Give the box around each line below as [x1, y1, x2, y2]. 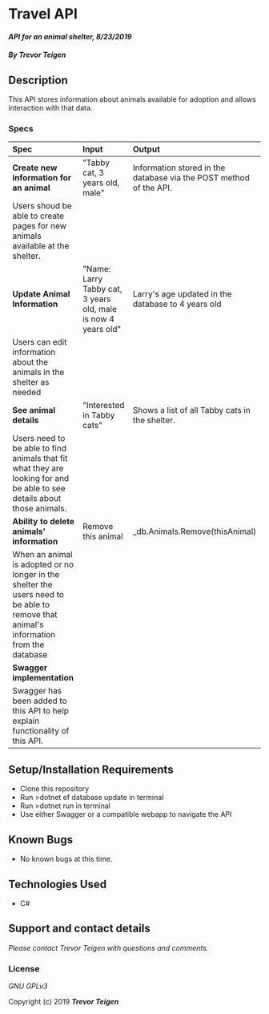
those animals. [12, 503, 67, 514]
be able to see [12, 483, 66, 494]
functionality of [12, 725, 70, 737]
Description [8, 73, 68, 87]
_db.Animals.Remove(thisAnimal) [132, 526, 257, 537]
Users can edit [12, 337, 67, 348]
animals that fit [12, 453, 68, 464]
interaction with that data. [8, 103, 93, 113]
